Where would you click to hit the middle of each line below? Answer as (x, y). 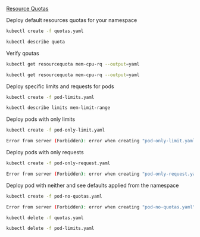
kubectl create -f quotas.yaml (45, 31)
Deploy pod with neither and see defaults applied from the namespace (93, 185)
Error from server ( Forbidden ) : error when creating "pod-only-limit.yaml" (102, 141)
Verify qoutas (23, 53)
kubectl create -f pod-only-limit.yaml (56, 130)
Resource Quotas (27, 9)
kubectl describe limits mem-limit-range (58, 108)
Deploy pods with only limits (41, 119)
